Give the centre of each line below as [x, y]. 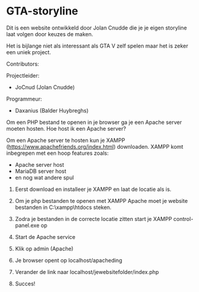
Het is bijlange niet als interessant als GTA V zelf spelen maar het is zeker [97, 46]
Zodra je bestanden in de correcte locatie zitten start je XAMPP [93, 219]
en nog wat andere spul [44, 177]
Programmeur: [24, 99]
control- [183, 219]
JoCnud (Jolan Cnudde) [45, 87]
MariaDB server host [40, 171]
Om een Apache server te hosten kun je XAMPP [66, 140]
